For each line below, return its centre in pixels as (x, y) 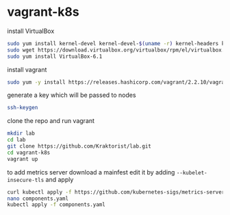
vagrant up (23, 159)
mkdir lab (21, 134)
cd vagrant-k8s (29, 152)
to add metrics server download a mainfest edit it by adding (91, 172)
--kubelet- (192, 172)
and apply (60, 179)
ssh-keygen (23, 108)
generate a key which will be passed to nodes (72, 95)
